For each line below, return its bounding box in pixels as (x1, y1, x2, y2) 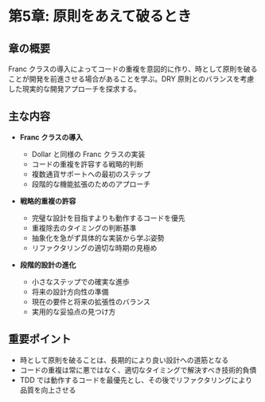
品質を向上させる (19, 384, 76, 395)
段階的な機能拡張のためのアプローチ (31, 179, 151, 188)
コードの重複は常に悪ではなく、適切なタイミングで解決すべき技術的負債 (19, 365, 257, 375)
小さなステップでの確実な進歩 (31, 277, 130, 286)
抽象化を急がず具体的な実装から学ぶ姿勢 (31, 233, 165, 242)
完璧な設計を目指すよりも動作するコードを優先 (31, 213, 185, 223)
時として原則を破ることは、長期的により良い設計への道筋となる (19, 355, 229, 365)
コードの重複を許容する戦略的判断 (31, 159, 144, 168)
